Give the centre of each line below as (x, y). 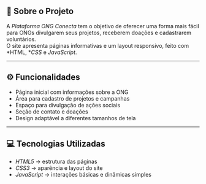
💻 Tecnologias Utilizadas (56, 144)
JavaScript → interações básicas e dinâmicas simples (83, 175)
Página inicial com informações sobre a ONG (72, 92)
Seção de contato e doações (51, 112)
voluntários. (21, 39)
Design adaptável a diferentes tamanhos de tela (75, 118)
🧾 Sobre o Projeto (40, 11)
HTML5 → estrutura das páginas (56, 162)
